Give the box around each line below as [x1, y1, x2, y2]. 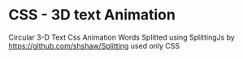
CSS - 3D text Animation [8, 6, 176, 24]
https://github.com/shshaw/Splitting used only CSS [8, 40, 180, 50]
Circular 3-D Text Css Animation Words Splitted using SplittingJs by [8, 32, 236, 42]
